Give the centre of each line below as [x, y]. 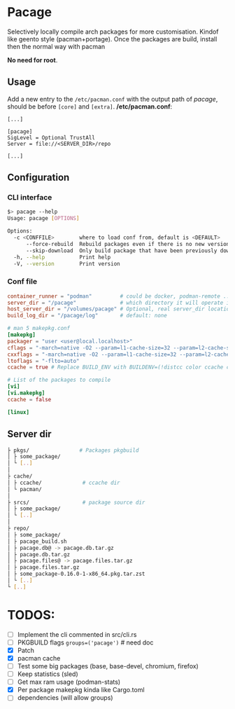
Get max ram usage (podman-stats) [69, 682]
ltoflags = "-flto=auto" [43, 361]
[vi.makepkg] [26, 393]
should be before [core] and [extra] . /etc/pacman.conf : [90, 106]
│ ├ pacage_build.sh [37, 541]
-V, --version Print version [67, 263]
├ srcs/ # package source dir [76, 502]
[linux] [19, 412]
